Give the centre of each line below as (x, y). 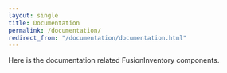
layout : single (33, 15)
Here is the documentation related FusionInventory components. (114, 60)
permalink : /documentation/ (55, 30)
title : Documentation (44, 23)
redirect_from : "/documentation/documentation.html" (98, 38)
